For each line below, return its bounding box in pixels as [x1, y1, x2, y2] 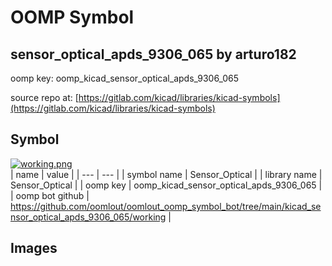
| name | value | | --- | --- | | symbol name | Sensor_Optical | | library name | [10, 168, 323, 180]
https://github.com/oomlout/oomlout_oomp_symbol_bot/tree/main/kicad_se [10, 200, 322, 212]
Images [10, 240, 58, 257]
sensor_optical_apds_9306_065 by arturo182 [10, 46, 297, 63]
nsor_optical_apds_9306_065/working [10, 211, 167, 223]
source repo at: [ [10, 92, 79, 103]
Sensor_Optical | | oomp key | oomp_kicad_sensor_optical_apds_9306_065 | [10, 179, 323, 191]
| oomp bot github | [10, 189, 90, 201]
